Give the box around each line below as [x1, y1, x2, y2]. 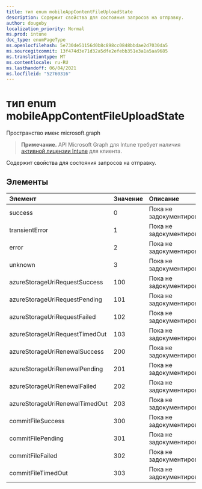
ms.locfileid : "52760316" [6, 71, 71, 77]
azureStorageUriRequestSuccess [9, 278, 103, 286]
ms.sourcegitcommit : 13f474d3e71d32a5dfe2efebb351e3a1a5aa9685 [6, 48, 168, 54]
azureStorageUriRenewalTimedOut [9, 400, 108, 407]
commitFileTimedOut [9, 469, 68, 477]
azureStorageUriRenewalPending [9, 365, 103, 373]
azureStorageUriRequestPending [9, 295, 102, 304]
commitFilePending [9, 434, 64, 443]
